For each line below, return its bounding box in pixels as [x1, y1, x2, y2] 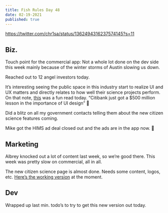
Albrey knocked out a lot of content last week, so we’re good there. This [5, 153, 155, 159]
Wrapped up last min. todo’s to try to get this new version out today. [5, 202, 147, 208]
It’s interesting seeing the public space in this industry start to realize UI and [5, 84, 163, 90]
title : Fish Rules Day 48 [5, 7, 60, 13]
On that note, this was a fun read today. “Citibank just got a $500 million [5, 95, 155, 101]
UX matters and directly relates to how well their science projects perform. [5, 89, 160, 95]
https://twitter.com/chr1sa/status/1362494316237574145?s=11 [5, 31, 135, 37]
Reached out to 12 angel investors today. [5, 74, 90, 80]
